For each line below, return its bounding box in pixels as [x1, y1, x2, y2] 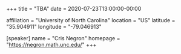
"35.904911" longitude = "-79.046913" [6, 23, 102, 30]
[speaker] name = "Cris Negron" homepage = [6, 35, 120, 41]
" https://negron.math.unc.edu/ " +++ [6, 41, 97, 48]
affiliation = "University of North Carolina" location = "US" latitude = [6, 17, 176, 23]
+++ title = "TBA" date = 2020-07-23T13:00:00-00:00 [6, 5, 142, 12]
